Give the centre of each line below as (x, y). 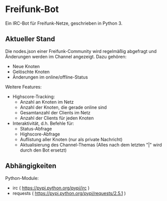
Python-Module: (22, 178)
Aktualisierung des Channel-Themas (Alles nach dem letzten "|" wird (91, 145)
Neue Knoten (26, 66)
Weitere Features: (23, 87)
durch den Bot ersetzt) (43, 150)
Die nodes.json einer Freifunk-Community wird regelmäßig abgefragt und (81, 51)
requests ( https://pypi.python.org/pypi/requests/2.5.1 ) (69, 193)
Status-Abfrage (36, 128)
